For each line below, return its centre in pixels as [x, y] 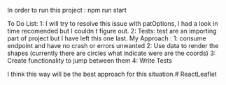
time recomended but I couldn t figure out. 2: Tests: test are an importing [112, 31]
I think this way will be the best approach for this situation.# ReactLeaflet [112, 74]
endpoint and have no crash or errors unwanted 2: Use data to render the [113, 46]
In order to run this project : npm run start [67, 10]
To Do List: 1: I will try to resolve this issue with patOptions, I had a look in [113, 23]
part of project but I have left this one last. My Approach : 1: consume [107, 38]
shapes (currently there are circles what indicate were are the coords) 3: [112, 53]
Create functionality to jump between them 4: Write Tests [90, 61]
